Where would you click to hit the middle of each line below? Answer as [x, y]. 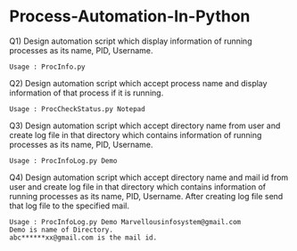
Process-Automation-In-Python [130, 16]
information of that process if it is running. [87, 93]
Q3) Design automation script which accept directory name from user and [145, 125]
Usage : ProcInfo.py [48, 67]
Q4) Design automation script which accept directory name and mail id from [149, 177]
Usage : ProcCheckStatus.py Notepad [77, 109]
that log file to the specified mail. [70, 206]
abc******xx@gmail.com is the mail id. [83, 238]
